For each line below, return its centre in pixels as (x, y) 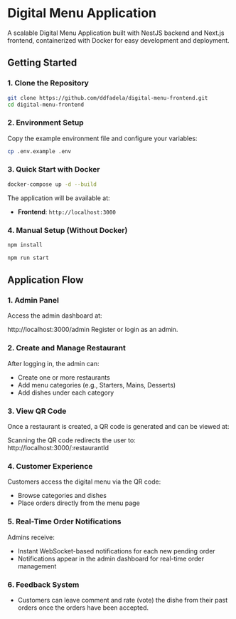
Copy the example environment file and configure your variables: (102, 138)
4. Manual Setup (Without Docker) (68, 230)
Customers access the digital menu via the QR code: (84, 482)
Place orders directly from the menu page (79, 503)
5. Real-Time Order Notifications (64, 521)
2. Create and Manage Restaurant (66, 348)
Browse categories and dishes (62, 496)
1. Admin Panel (33, 301)
